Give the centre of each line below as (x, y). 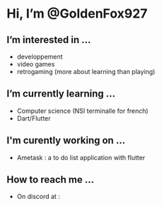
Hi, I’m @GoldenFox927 (77, 14)
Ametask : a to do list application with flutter (81, 157)
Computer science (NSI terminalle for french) (83, 111)
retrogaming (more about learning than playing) (86, 72)
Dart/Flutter (34, 118)
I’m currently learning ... (61, 94)
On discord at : (39, 197)
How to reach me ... (51, 180)
